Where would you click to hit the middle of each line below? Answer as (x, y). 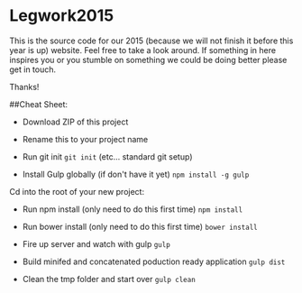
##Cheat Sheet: (39, 104)
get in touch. (33, 69)
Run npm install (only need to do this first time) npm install (133, 209)
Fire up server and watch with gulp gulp (96, 243)
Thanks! (24, 87)
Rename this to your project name (85, 139)
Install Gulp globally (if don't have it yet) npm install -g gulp (136, 174)
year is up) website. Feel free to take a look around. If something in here (143, 50)
